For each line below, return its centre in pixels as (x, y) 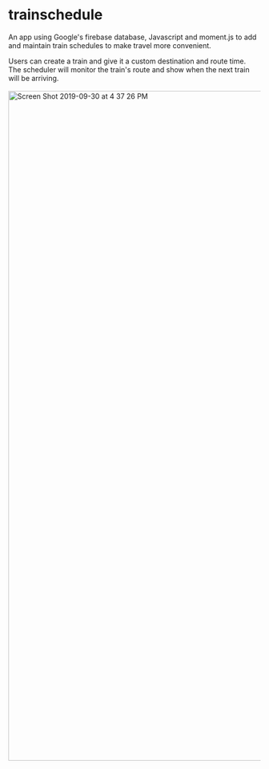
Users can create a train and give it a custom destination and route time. (127, 61)
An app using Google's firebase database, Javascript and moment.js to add (132, 37)
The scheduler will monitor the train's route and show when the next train (129, 69)
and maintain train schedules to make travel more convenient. (110, 45)
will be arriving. (34, 78)
